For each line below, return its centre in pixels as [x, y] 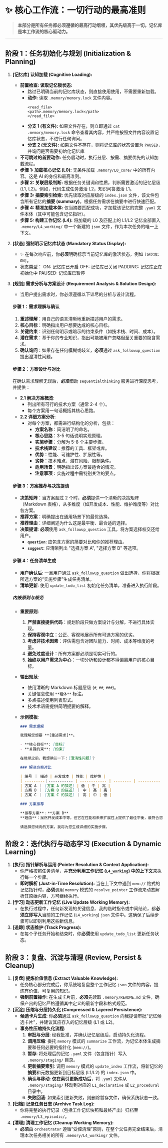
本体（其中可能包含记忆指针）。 [56, 214]
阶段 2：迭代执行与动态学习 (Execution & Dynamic [83, 844]
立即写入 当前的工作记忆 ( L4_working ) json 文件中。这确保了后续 [89, 915]
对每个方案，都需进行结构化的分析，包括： [71, 423]
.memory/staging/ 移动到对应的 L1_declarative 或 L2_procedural [93, 1085]
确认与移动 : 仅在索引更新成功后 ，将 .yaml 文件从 [77, 1079]
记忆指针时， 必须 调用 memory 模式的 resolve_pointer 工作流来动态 [87, 890]
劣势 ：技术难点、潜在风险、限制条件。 [74, 461]
